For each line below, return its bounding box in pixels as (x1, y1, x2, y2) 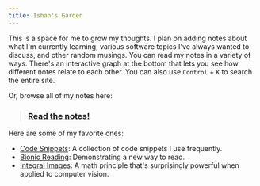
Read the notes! (27, 110, 90, 121)
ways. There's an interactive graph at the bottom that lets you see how (8, 59, 239, 68)
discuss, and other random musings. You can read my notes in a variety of (8, 50, 251, 59)
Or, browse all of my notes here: (8, 90, 113, 100)
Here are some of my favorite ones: (8, 128, 124, 138)
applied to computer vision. (19, 169, 109, 178)
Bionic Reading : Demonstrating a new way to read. (19, 152, 185, 161)
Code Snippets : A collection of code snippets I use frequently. (19, 143, 223, 153)
